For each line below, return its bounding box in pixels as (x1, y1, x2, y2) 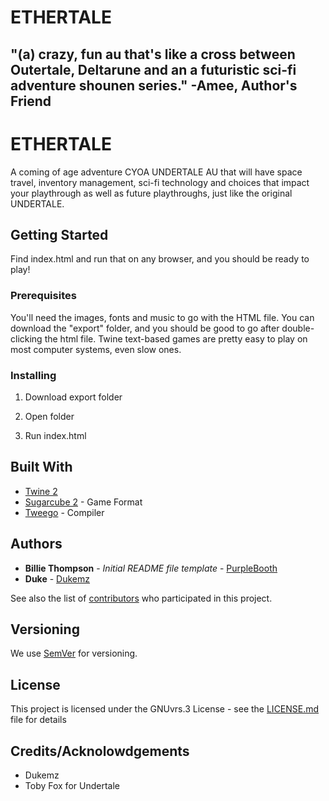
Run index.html (24, 429, 87, 441)
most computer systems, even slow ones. (10, 343, 182, 355)
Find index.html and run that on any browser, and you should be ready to (10, 253, 310, 265)
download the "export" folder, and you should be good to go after (10, 322, 280, 334)
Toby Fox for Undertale (24, 779, 120, 791)
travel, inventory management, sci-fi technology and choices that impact (10, 176, 310, 188)
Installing (10, 368, 57, 382)
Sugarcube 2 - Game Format (24, 496, 143, 508)
